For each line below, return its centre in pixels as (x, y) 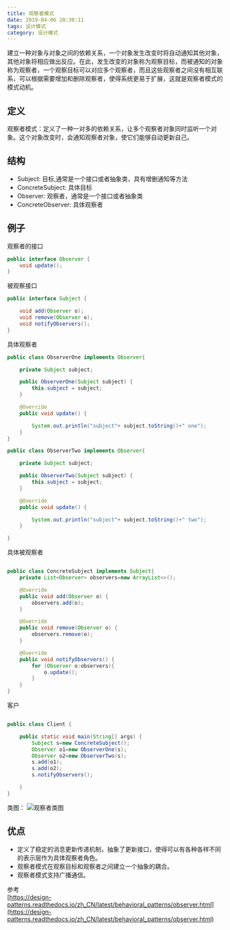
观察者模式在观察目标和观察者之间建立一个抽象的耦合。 (95, 866)
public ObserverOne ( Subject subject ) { (76, 382)
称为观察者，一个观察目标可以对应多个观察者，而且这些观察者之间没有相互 (112, 70)
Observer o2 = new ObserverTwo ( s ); (79, 756)
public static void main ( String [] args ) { (81, 737)
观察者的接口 (25, 246)
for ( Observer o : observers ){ (73, 666)
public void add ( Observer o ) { (64, 596)
